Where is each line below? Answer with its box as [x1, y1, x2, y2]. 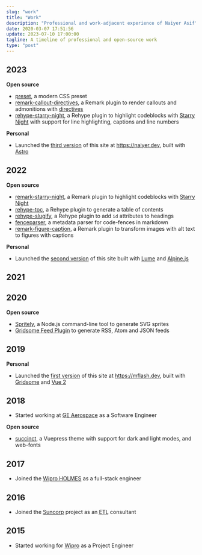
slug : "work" [6, 8, 39, 15]
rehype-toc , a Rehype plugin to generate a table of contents [14, 205, 164, 213]
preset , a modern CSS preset [14, 92, 87, 99]
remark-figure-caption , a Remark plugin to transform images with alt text [14, 225, 195, 232]
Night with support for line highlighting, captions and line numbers [14, 118, 179, 125]
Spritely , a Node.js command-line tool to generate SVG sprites [14, 320, 170, 327]
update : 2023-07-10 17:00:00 [6, 31, 79, 37]
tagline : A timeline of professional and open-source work [6, 37, 158, 43]
